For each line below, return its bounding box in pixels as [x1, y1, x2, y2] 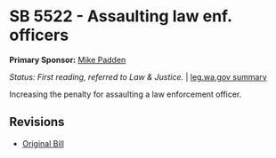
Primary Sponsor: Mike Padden [9, 54, 126, 65]
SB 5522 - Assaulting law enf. [9, 6, 232, 27]
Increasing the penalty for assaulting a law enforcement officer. [9, 89, 242, 99]
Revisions [9, 115, 65, 130]
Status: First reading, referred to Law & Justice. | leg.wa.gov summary [9, 71, 267, 82]
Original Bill [21, 138, 65, 148]
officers [9, 25, 69, 45]
